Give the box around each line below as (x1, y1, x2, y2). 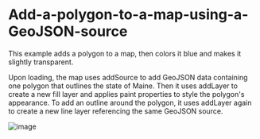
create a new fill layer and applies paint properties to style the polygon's (8, 89, 245, 98)
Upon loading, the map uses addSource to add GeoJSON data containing (8, 72, 248, 82)
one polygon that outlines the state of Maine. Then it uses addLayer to (8, 81, 239, 91)
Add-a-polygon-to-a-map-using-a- (8, 6, 249, 24)
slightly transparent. (8, 57, 74, 67)
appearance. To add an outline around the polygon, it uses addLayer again (8, 98, 252, 107)
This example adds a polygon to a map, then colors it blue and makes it (8, 48, 242, 58)
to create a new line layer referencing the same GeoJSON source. (8, 106, 223, 116)
